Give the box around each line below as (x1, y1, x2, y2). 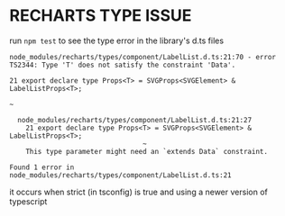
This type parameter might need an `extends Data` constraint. (25, 147, 269, 156)
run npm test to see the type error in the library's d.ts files (9, 35, 224, 46)
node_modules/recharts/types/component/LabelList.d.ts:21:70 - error (9, 52, 277, 61)
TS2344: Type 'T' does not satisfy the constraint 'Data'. (9, 60, 236, 69)
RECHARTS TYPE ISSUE (9, 5, 192, 26)
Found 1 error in (9, 163, 75, 172)
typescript (9, 195, 48, 207)
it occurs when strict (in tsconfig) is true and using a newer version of (9, 186, 268, 197)
